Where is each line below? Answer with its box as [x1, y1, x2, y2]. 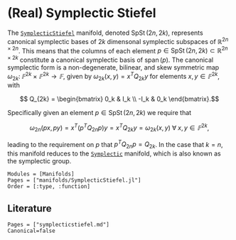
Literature [7, 202, 52, 214]
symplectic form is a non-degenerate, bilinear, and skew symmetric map [7, 62, 220, 72]
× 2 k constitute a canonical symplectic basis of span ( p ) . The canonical [7, 55, 214, 64]
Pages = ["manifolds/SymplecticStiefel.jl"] [7, 177, 141, 184]
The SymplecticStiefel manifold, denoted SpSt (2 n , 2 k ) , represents [7, 28, 204, 37]
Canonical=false [7, 227, 55, 235]
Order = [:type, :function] [7, 183, 91, 190]
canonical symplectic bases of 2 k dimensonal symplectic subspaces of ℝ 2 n [7, 36, 229, 45]
